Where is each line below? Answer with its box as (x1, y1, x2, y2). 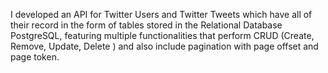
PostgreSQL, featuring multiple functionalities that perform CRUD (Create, (10, 30, 315, 41)
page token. (10, 51, 60, 63)
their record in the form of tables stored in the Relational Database (10, 19, 283, 31)
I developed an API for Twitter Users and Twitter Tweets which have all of (10, 9, 313, 20)
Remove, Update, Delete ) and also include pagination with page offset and (10, 40, 319, 52)
